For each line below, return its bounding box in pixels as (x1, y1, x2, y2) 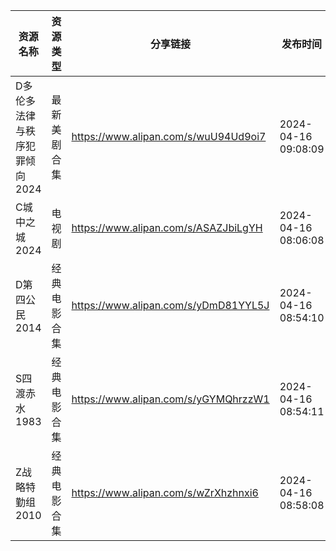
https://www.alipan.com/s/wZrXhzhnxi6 (71, 486, 259, 499)
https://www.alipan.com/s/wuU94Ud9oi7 (71, 130, 267, 143)
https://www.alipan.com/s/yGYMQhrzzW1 (71, 392, 270, 406)
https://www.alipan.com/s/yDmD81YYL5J (71, 299, 270, 312)
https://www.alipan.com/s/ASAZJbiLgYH (71, 221, 263, 234)
